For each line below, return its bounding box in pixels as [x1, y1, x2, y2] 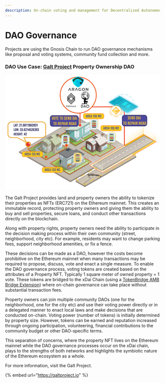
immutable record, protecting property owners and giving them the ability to [5, 206, 159, 211]
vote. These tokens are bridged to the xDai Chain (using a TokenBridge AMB [5, 277, 160, 283]
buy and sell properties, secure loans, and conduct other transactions [5, 210, 146, 216]
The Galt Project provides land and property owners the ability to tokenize [5, 195, 155, 201]
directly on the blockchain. [5, 216, 59, 222]
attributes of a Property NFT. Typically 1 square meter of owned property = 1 [5, 271, 160, 277]
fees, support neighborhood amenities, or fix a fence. [5, 241, 113, 247]
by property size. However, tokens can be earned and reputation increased [5, 318, 157, 324]
